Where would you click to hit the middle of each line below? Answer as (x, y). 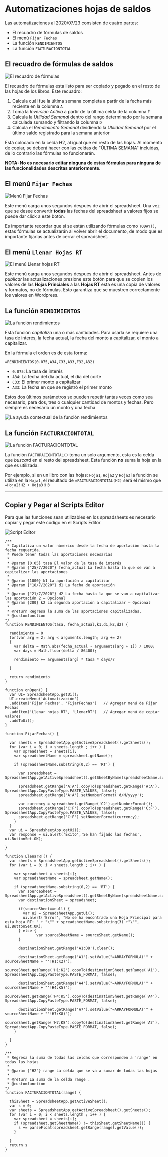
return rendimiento (30, 677)
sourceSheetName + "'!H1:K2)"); (39, 961)
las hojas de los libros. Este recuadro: (44, 91)
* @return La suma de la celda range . (49, 1079)
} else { (27, 931)
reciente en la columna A (38, 106)
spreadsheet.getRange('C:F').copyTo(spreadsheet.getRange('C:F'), (89, 808)
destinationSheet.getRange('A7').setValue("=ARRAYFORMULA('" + (86, 1009)
